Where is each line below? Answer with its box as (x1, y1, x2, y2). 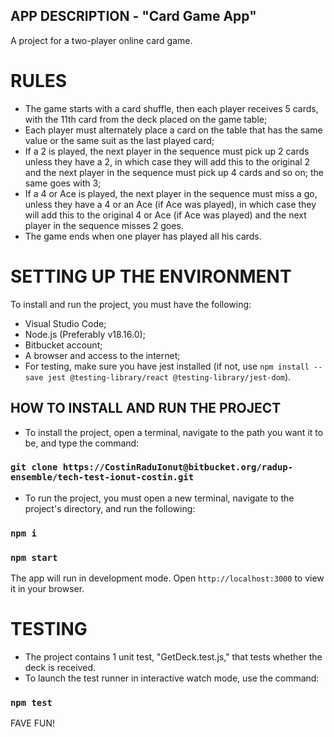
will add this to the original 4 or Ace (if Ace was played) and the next (24, 209, 307, 221)
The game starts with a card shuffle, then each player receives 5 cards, (24, 102, 319, 114)
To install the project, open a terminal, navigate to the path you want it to (24, 426, 324, 438)
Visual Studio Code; (24, 317, 107, 329)
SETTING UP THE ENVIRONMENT (10, 265, 292, 288)
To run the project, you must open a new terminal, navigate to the (24, 492, 295, 504)
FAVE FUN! (10, 717, 55, 729)
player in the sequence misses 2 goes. (24, 219, 184, 231)
